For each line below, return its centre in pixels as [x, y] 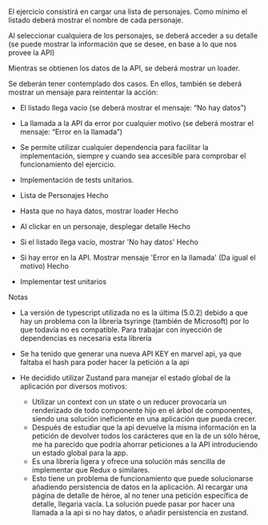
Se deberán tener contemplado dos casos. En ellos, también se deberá [125, 84]
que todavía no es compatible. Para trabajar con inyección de [121, 329]
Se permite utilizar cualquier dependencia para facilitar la [114, 147]
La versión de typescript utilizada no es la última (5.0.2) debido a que [134, 313]
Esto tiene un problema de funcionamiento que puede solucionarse [142, 479]
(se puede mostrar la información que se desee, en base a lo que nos [123, 44]
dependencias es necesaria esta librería [86, 338]
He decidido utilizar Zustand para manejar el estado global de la [125, 378]
